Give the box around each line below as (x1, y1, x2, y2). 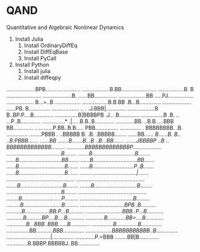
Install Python (15, 61, 50, 68)
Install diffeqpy (24, 74, 62, 81)
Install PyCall (24, 54, 56, 62)
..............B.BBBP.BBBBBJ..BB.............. (6, 239, 100, 247)
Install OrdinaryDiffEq (24, 42, 77, 49)
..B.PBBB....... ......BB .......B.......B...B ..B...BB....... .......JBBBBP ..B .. (6, 137, 169, 144)
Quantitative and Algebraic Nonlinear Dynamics (6, 24, 124, 31)
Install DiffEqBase (24, 48, 68, 55)
